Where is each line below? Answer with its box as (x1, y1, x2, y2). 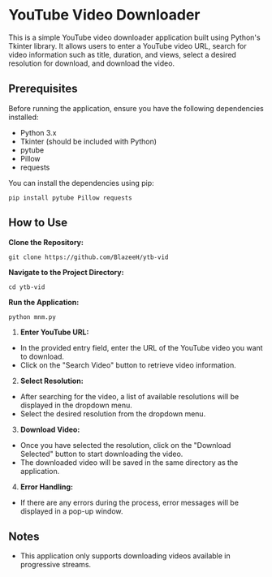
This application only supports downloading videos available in (19, 551, 231, 561)
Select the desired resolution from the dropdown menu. (19, 408, 206, 419)
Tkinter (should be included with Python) (19, 136, 157, 146)
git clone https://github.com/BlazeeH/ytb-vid (8, 253, 169, 261)
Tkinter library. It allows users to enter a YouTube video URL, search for (8, 41, 247, 50)
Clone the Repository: (8, 237, 84, 247)
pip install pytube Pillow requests (8, 193, 132, 202)
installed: (8, 112, 39, 122)
